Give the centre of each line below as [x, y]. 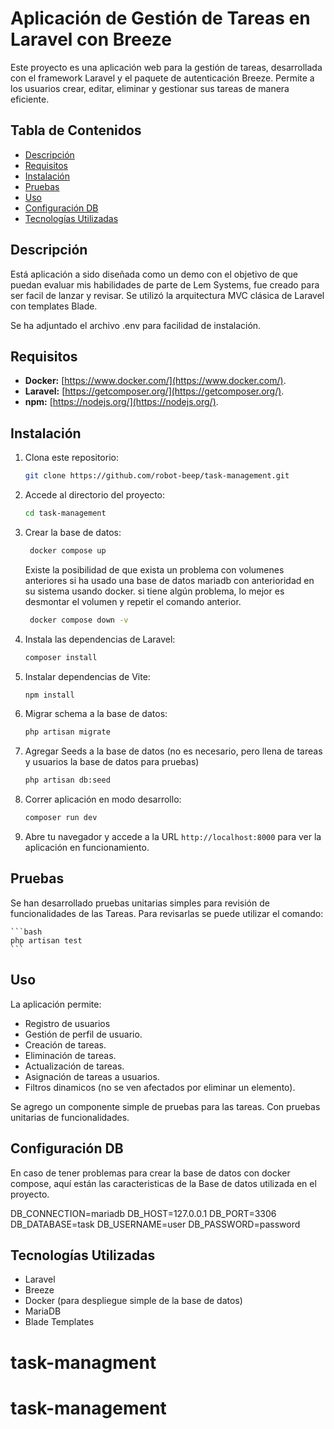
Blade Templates [59, 1322]
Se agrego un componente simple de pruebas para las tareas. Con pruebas [165, 1106]
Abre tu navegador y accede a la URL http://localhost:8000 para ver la [173, 837]
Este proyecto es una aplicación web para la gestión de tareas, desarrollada [166, 67]
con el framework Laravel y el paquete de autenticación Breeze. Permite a [162, 78]
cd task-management [65, 513]
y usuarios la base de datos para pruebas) [112, 762]
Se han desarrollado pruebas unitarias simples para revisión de [140, 903]
